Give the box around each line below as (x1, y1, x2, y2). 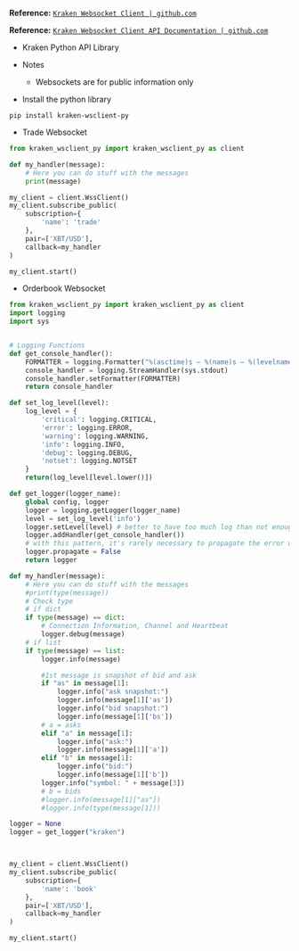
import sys (9, 317, 50, 327)
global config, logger (25, 497, 109, 507)
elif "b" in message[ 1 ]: (41, 754, 133, 763)
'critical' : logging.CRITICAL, (41, 415, 158, 424)
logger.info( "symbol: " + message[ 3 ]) (41, 778, 185, 788)
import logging (9, 309, 66, 318)
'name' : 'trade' (41, 218, 101, 227)
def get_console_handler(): (9, 349, 114, 358)
